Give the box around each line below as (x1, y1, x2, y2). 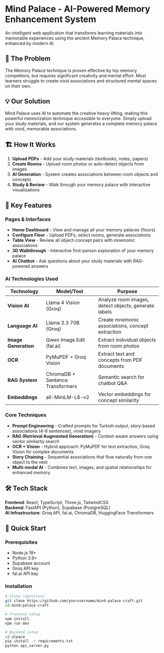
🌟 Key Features (5, 201, 52, 210)
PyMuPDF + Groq (46, 354, 86, 360)
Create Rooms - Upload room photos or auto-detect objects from (12, 161, 144, 167)
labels (98, 309, 112, 316)
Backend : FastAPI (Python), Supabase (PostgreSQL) (5, 505, 111, 511)
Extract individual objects (98, 337, 156, 343)
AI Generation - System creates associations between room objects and (12, 171, 158, 177)
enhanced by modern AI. (5, 40, 55, 46)
